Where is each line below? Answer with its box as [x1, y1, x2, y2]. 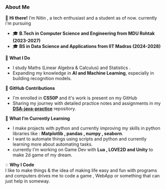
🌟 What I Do [5, 55, 30, 61]
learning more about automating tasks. [12, 141, 93, 147]
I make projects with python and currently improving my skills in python [12, 125, 160, 132]
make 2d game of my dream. [12, 152, 72, 158]
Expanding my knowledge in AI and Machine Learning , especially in [12, 70, 154, 76]
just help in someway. [5, 178, 50, 184]
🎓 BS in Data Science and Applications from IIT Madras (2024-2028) [12, 43, 161, 49]
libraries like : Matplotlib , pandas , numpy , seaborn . [12, 131, 123, 137]
